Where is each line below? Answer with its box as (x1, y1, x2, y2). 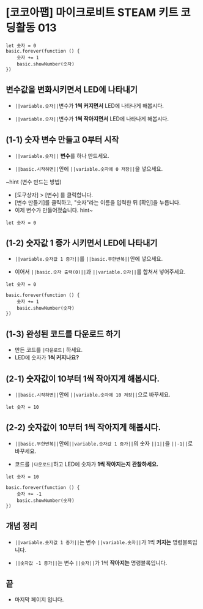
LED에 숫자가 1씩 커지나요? (14, 354, 79, 361)
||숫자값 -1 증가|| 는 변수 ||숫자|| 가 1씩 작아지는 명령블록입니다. (14, 559, 168, 566)
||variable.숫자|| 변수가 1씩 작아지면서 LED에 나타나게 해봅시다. (14, 114, 169, 122)
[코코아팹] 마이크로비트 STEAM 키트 (6, 6, 179, 20)
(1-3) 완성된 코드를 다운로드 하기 (6, 329, 120, 339)
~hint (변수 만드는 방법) (6, 178, 62, 185)
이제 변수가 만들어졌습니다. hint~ (14, 206, 93, 214)
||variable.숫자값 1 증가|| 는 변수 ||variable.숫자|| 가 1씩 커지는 (14, 538, 172, 545)
